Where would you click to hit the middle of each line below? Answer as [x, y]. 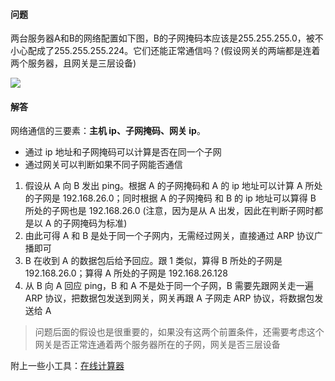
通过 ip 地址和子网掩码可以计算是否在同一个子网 [123, 152]
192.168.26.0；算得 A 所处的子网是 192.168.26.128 [126, 273]
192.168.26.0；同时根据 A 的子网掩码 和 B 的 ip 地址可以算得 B [189, 198]
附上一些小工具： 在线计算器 [67, 366]
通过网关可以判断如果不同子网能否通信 [103, 165]
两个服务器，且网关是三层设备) [73, 63]
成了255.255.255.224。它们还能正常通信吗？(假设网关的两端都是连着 [178, 51]
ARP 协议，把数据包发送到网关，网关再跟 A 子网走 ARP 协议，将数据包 [169, 298]
